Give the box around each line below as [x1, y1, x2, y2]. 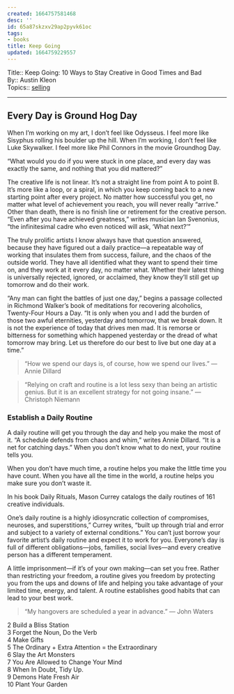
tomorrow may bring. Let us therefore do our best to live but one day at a [7, 338, 217, 346]
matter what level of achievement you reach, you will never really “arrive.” [7, 200, 219, 208]
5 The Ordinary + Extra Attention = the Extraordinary [7, 643, 158, 651]
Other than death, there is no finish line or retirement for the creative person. [7, 207, 227, 216]
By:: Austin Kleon [7, 75, 57, 84]
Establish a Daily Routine [7, 413, 93, 422]
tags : [7, 29, 23, 37]
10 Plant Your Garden [7, 680, 68, 688]
